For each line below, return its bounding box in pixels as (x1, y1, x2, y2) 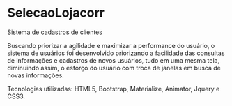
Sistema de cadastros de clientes (7, 28, 103, 36)
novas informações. (7, 71, 64, 79)
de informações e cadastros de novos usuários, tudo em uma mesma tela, (7, 56, 220, 64)
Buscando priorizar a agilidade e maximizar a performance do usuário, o (7, 41, 215, 50)
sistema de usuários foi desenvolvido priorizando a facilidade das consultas (7, 49, 225, 57)
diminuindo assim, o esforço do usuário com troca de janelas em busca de (7, 63, 222, 72)
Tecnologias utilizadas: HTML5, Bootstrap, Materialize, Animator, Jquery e (7, 84, 220, 93)
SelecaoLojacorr (7, 5, 105, 21)
